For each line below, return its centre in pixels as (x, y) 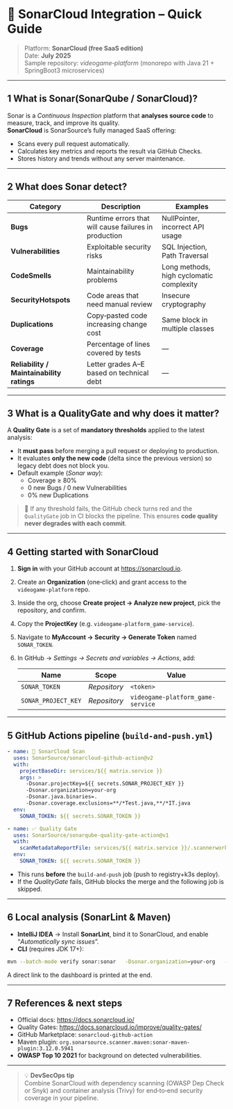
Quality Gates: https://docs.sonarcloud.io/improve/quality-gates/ (110, 1027)
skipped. (30, 889)
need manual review (119, 304)
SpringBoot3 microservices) (64, 70)
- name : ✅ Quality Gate (42, 829)
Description (121, 206)
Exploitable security (119, 247)
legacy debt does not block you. (63, 466)
